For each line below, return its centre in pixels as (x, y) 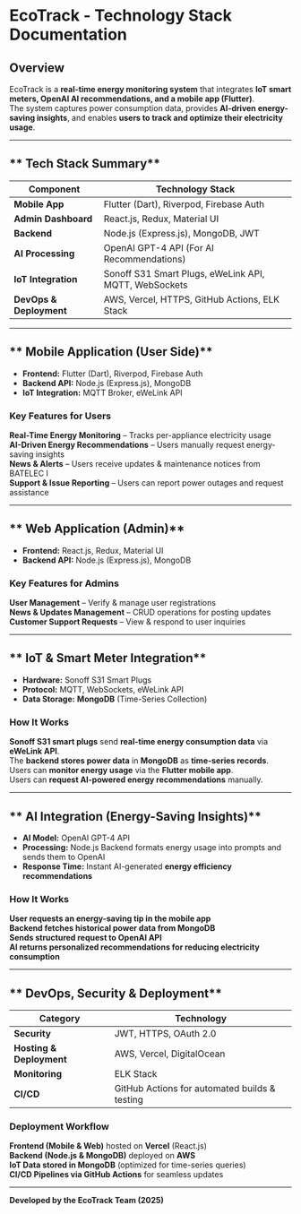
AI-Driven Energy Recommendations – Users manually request (127, 444)
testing (129, 1100)
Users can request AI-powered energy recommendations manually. (136, 779)
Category (60, 1019)
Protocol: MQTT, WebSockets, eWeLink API (103, 689)
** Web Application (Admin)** (97, 529)
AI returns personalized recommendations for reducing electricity (134, 947)
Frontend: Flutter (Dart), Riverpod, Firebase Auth (112, 374)
